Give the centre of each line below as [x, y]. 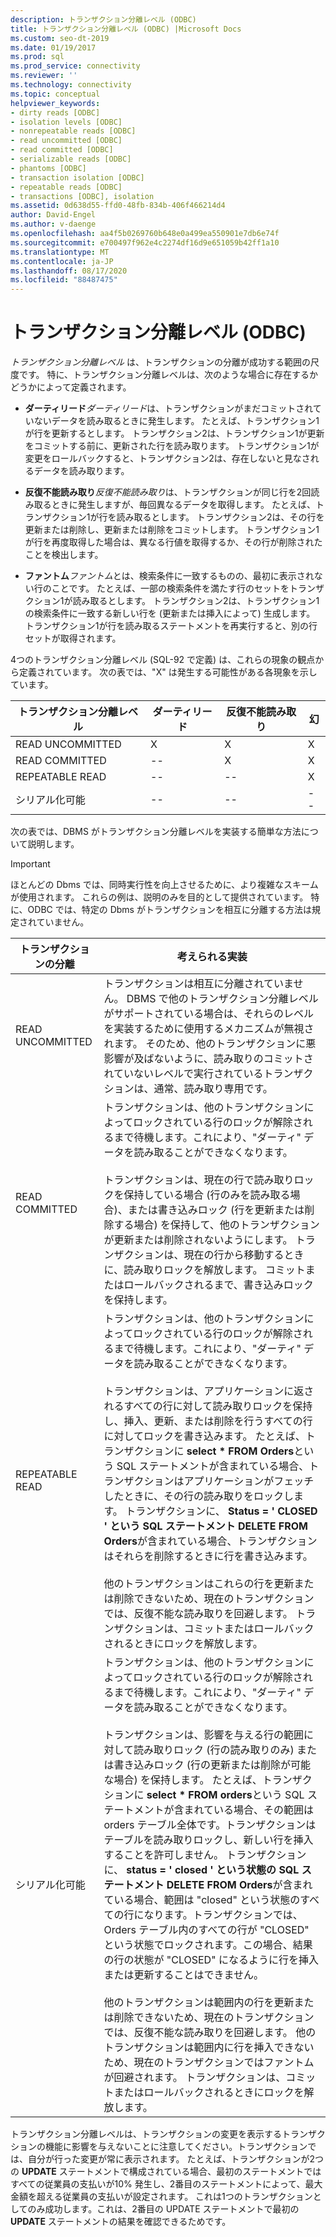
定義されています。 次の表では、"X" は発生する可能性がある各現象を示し [168, 672]
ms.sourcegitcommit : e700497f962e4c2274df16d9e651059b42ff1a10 [145, 242]
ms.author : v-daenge [53, 224]
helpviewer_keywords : [55, 103]
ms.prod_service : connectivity [75, 66]
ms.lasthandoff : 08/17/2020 [69, 271]
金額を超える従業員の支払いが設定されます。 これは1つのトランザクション [161, 2197]
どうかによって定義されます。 [71, 387]
